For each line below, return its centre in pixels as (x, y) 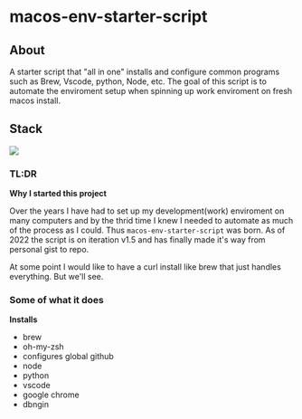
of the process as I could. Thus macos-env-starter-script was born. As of (147, 230)
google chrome (51, 395)
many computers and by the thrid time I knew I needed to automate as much (151, 221)
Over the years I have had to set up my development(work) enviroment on (147, 211)
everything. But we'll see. (57, 277)
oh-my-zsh (43, 347)
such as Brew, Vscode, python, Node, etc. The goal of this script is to (138, 81)
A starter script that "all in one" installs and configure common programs (145, 71)
